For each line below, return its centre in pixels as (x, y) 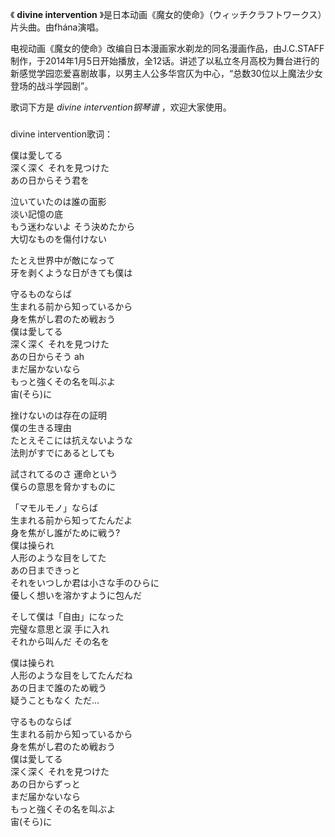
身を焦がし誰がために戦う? (65, 532)
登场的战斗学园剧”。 (52, 86)
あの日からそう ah (47, 356)
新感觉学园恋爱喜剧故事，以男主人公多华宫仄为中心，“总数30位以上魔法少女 (166, 73)
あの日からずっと (45, 784)
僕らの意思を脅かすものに (63, 486)
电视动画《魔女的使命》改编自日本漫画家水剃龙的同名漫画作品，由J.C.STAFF (167, 48)
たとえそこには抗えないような (71, 440)
